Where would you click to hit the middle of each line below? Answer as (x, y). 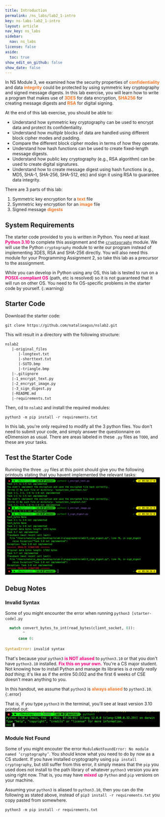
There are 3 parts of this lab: (34, 189)
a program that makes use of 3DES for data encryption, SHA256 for (74, 98)
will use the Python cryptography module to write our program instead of (78, 248)
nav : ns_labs (23, 42)
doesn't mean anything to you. (36, 679)
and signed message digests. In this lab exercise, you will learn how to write (82, 93)
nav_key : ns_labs (23, 31)
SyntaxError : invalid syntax (35, 649)
